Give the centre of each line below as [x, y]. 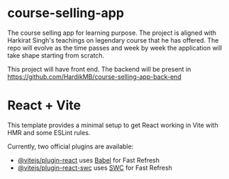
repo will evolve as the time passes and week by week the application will [115, 48]
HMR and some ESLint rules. [49, 132]
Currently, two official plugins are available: [71, 146]
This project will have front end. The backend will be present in [99, 69]
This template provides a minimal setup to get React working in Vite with [113, 125]
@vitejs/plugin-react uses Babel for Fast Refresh [89, 160]
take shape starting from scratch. [56, 55]
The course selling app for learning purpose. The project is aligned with [112, 33]
